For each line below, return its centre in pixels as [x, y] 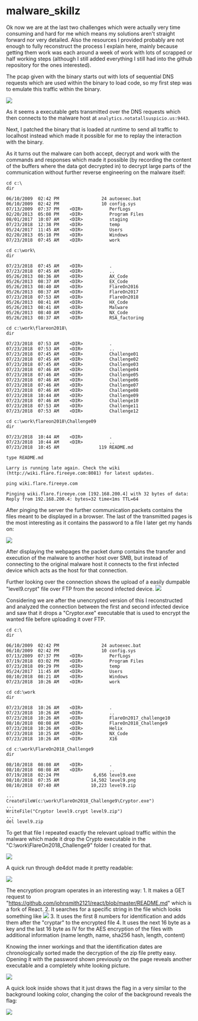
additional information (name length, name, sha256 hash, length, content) [95, 935]
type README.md [25, 458]
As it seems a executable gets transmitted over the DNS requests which [93, 111]
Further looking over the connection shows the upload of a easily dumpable [98, 582]
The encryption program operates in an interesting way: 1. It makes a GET [95, 890]
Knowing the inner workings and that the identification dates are [84, 946]
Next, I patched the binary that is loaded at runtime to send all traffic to [92, 129]
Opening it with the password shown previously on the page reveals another [99, 959]
